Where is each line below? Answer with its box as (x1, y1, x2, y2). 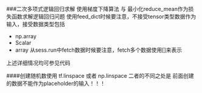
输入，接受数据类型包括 (6, 21, 65, 27)
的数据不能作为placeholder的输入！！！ (6, 80, 106, 87)
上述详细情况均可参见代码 (6, 60, 71, 66)
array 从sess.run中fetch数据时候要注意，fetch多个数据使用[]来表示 (15, 46, 183, 53)
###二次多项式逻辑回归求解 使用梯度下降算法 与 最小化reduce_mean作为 (6, 5, 189, 12)
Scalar (15, 39, 32, 46)
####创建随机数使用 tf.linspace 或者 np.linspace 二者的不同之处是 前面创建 (6, 72, 195, 79)
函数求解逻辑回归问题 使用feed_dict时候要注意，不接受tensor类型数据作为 (11, 13, 197, 20)
